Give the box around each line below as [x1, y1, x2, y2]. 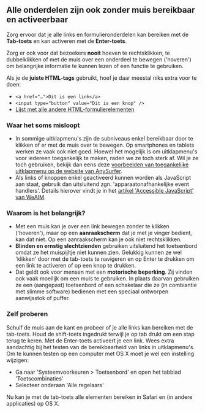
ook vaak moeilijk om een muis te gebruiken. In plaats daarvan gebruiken [15, 275, 199, 282]
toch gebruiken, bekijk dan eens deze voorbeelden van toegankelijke [15, 161, 189, 168]
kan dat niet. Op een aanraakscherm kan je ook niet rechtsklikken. [15, 236, 182, 243]
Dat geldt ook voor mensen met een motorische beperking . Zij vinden [15, 268, 193, 276]
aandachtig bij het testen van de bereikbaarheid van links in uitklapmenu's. [6, 343, 195, 350]
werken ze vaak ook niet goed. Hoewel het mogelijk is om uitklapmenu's [15, 148, 198, 155]
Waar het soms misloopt [6, 121, 80, 129]
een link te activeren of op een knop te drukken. [15, 262, 136, 269]
